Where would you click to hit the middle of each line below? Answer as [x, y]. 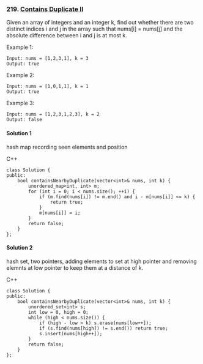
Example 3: [20, 103]
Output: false [24, 120]
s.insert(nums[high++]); [71, 333]
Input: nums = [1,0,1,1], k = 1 [47, 87]
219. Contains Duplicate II [45, 9]
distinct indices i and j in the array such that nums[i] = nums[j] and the [95, 29]
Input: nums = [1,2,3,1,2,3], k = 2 [53, 114]
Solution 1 [19, 133]
